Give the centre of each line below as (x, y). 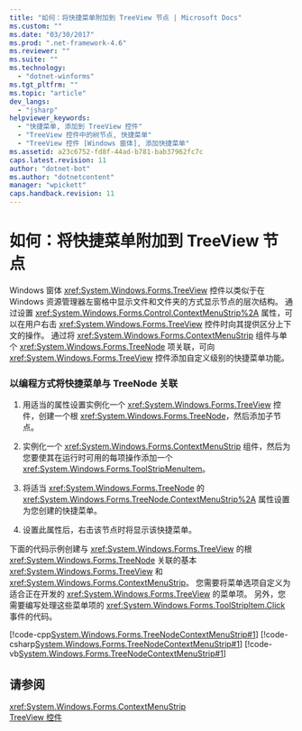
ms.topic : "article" (48, 93)
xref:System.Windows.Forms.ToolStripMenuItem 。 (116, 469)
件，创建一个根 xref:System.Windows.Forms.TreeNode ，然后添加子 (148, 416)
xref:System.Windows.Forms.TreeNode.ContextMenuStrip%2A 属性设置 (156, 499)
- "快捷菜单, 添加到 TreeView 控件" (80, 127)
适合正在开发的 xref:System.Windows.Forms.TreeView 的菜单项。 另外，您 (148, 594)
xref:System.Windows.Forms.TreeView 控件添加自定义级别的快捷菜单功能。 (150, 358)
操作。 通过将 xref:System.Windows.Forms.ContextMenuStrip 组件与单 (156, 335)
